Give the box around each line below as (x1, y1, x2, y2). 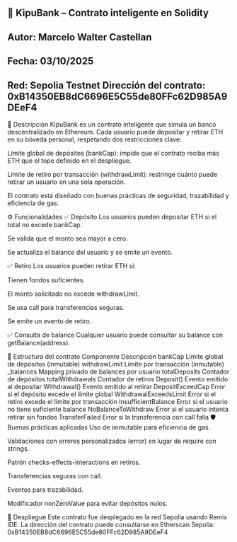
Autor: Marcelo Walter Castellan (7, 31, 152, 43)
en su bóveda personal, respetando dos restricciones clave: (7, 135, 182, 144)
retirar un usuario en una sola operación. (7, 178, 126, 186)
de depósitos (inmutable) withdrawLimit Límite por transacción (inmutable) (7, 359, 225, 368)
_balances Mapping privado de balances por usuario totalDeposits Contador (7, 367, 230, 376)
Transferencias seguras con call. (7, 471, 103, 480)
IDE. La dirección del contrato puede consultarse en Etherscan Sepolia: (7, 520, 215, 529)
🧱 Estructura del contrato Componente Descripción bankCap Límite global (7, 352, 224, 361)
